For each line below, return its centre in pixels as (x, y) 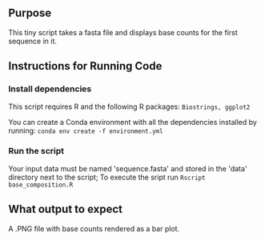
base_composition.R (41, 185)
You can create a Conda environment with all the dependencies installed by (133, 122)
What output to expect (65, 209)
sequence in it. (33, 41)
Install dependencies (50, 89)
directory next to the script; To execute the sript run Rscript (107, 177)
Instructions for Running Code (85, 66)
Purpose (30, 13)
